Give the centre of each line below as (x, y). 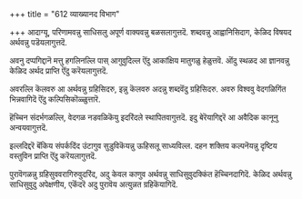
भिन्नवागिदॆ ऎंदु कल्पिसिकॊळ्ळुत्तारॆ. (55, 99)
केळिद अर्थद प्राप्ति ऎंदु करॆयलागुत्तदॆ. (59, 71)
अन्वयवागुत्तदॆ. (29, 128)
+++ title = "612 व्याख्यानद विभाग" (65, 14)
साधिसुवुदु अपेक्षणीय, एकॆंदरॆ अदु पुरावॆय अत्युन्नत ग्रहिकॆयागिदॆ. (94, 184)
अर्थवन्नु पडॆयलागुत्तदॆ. (39, 42)
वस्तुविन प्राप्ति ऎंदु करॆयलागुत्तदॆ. (53, 156)
